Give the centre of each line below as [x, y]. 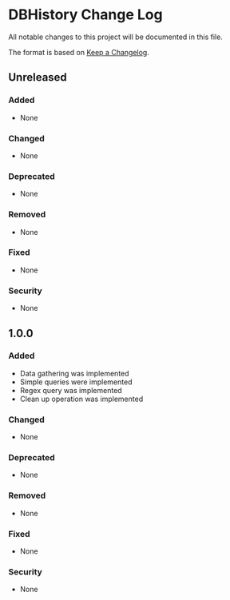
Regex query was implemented [71, 390]
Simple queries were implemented [76, 382]
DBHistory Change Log [85, 15]
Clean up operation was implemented [81, 399]
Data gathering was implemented [74, 373]
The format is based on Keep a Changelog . [79, 52]
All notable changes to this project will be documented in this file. [116, 37]
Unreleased [38, 77]
